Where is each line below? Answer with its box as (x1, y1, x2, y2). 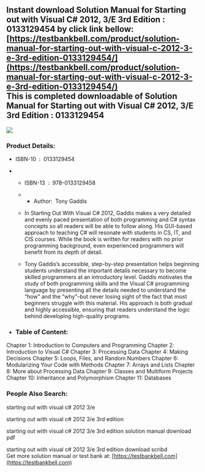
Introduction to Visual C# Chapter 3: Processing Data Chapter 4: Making (6, 348, 188, 356)
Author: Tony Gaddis (33, 197, 88, 205)
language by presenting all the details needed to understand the (24, 286, 186, 294)
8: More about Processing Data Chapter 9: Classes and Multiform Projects (6, 368, 193, 375)
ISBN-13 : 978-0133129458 (24, 179, 96, 186)
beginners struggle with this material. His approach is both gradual (24, 300, 193, 307)
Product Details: (6, 141, 56, 150)
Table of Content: (15, 328, 69, 337)
